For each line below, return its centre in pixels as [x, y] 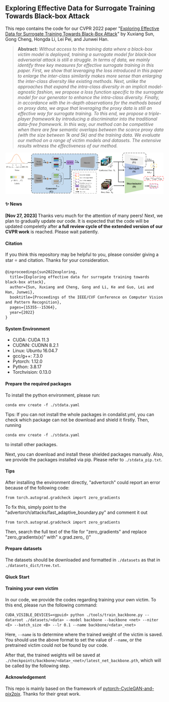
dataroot [14, 620]
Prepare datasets [24, 549]
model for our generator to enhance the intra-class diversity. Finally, [89, 97]
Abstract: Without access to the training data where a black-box [85, 49]
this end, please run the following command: [51, 605]
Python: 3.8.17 [27, 367]
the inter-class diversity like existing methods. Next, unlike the [82, 81]
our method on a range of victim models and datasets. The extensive [89, 140]
